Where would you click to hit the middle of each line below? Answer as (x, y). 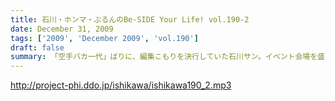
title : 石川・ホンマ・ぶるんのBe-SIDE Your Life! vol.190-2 (130, 19)
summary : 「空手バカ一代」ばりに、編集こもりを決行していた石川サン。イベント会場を (164, 57)
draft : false (37, 47)
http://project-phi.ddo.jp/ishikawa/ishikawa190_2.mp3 (121, 85)
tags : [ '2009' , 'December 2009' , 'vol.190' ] (104, 38)
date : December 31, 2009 (62, 29)
